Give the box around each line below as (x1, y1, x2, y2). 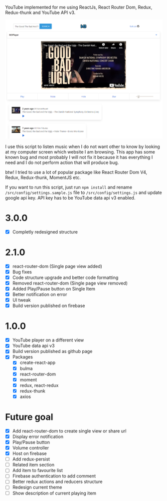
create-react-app (19, 359, 56, 365)
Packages (12, 354, 33, 360)
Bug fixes (12, 268, 32, 274)
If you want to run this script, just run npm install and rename (5, 184, 133, 190)
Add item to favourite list (12, 467, 63, 473)
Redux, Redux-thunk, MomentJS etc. (5, 174, 81, 180)
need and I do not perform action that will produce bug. (5, 159, 119, 165)
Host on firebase (12, 450, 47, 456)
